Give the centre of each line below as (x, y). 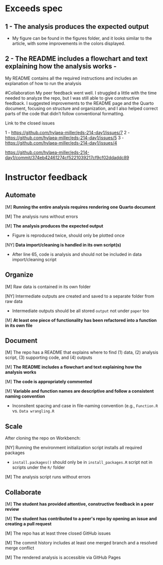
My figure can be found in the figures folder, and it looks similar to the (82, 38)
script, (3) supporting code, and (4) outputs (49, 357)
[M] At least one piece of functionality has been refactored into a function (81, 320)
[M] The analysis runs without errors (42, 216)
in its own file (19, 325)
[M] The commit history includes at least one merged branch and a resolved (81, 543)
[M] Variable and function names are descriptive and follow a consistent (80, 391)
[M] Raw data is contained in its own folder (48, 287)
